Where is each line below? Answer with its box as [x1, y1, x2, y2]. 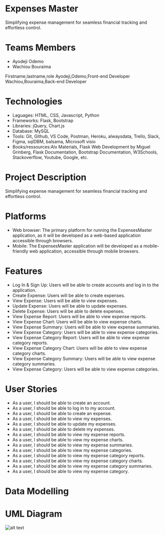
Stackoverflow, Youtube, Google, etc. [12, 154, 88, 160]
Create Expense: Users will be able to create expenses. [12, 292, 125, 298]
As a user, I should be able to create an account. [12, 400, 111, 406]
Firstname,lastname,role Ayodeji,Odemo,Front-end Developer [5, 73, 130, 79]
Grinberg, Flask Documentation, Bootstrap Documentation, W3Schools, [12, 149, 158, 155]
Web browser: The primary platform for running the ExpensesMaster [12, 227, 153, 233]
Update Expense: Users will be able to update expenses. [12, 303, 128, 309]
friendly [12, 248, 29, 254]
